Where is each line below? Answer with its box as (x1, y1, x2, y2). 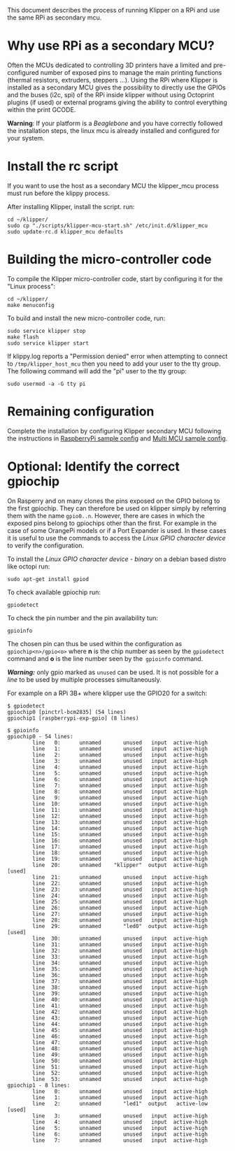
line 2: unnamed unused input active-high (32, 751, 208, 758)
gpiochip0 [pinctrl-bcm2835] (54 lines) (7, 708, 127, 715)
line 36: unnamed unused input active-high (32, 971, 208, 978)
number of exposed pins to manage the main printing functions (40, 68, 222, 76)
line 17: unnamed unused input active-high (32, 843, 208, 850)
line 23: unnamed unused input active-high (32, 886, 208, 893)
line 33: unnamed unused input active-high (32, 953, 208, 960)
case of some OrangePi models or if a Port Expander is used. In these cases (7, 526, 227, 534)
